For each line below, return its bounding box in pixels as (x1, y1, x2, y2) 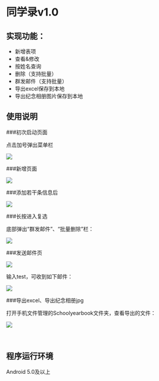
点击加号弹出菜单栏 (6, 141, 54, 148)
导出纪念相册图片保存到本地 (14, 93, 83, 99)
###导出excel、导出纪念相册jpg (6, 296, 84, 304)
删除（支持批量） (14, 70, 57, 77)
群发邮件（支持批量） (14, 78, 67, 85)
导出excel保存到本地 (14, 85, 65, 92)
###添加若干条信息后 (6, 189, 58, 196)
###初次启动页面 (6, 129, 48, 136)
